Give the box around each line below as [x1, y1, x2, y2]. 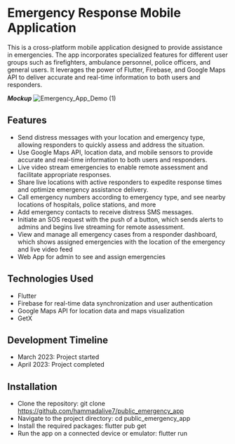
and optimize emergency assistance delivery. [17, 185, 149, 194]
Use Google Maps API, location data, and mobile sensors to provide [17, 148, 213, 156]
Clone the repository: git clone [17, 399, 105, 408]
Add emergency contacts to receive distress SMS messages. [17, 207, 194, 216]
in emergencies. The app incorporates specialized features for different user [7, 51, 228, 59]
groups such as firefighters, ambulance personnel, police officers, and [7, 58, 211, 66]
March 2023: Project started [17, 353, 100, 361]
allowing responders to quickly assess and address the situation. [17, 141, 205, 149]
